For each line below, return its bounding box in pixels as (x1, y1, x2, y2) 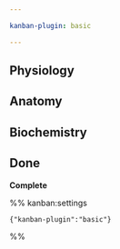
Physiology (9, 63, 75, 78)
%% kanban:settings (9, 197, 88, 208)
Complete (9, 179, 48, 191)
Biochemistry (9, 124, 88, 140)
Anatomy (9, 94, 63, 109)
